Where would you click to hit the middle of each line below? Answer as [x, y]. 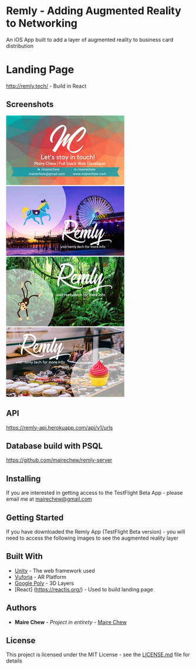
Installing [23, 479]
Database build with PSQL [55, 446]
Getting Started [35, 517]
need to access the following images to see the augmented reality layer [92, 538]
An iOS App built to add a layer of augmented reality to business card [90, 39]
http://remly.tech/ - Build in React [46, 86]
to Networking [42, 23]
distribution [20, 46]
